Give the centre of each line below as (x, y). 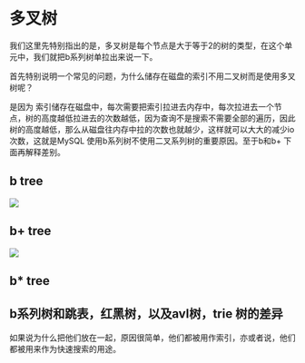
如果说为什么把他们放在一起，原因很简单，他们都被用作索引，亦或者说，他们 (152, 338)
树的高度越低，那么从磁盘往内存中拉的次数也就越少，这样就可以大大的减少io (152, 129)
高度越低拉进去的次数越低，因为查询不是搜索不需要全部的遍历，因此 (168, 118)
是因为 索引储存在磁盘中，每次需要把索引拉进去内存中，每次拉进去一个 (142, 106)
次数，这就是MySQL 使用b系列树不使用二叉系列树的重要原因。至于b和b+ (146, 141)
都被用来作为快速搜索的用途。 (65, 348)
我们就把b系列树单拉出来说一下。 (95, 56)
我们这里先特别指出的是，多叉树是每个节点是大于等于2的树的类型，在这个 (147, 45)
